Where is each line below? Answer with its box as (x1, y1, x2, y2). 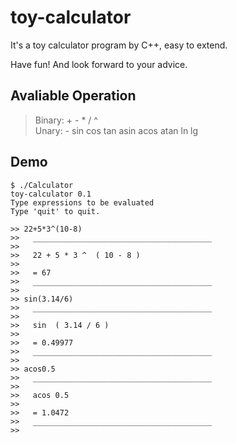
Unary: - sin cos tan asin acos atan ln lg (34, 124, 199, 136)
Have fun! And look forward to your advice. (10, 58, 188, 70)
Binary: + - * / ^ (34, 114, 98, 126)
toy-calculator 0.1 (10, 189, 92, 199)
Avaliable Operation (10, 87, 137, 105)
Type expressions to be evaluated (10, 197, 155, 208)
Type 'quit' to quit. (10, 206, 101, 216)
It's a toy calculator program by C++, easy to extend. (10, 39, 228, 51)
